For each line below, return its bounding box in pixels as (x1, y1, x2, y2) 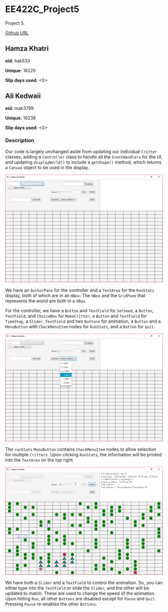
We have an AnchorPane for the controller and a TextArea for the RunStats (5, 287, 154, 293)
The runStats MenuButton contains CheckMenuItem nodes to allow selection (5, 446, 156, 452)
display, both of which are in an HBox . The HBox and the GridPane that (5, 292, 146, 298)
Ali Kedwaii (5, 92, 41, 100)
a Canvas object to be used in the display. (5, 164, 89, 170)
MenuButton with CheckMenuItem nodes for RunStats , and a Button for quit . (5, 323, 155, 329)
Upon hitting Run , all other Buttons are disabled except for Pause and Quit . (5, 595, 156, 601)
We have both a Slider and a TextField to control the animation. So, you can (5, 579, 163, 585)
